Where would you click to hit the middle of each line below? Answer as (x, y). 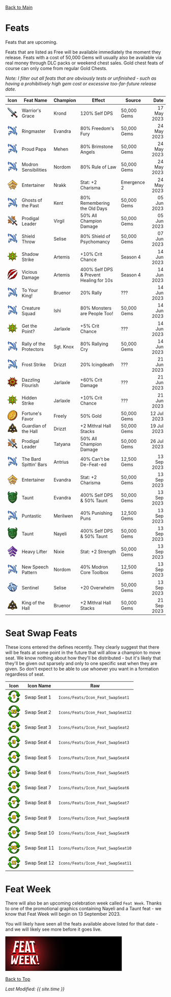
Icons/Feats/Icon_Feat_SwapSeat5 (94, 773)
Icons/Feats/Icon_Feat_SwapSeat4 (94, 758)
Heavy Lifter (34, 552)
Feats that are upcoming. (31, 42)
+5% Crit (90, 326)
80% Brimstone (97, 146)
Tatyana (62, 444)
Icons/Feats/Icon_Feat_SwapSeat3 (94, 743)
